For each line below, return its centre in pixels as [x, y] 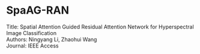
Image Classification [32, 33]
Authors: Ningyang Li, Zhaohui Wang [52, 39]
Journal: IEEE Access [32, 46]
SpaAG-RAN [38, 10]
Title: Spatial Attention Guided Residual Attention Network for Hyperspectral [100, 27]
